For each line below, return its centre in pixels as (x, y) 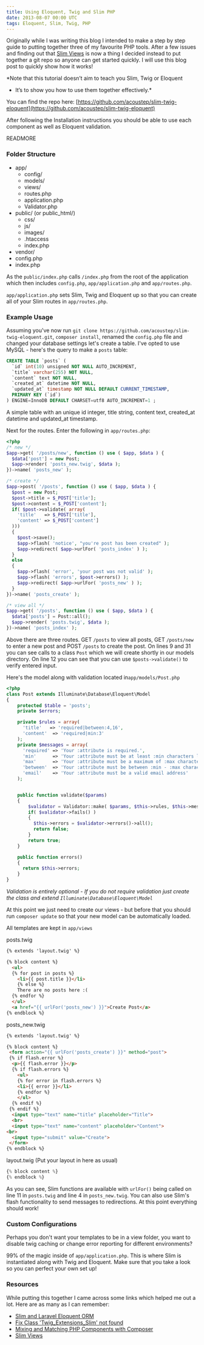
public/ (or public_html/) (45, 213)
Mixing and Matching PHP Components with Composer (84, 1329)
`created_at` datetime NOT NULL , (54, 384)
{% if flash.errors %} (40, 1070)
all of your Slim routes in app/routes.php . (57, 301)
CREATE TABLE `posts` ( (36, 361)
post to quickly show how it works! (49, 66)
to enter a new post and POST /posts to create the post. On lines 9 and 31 (99, 646)
